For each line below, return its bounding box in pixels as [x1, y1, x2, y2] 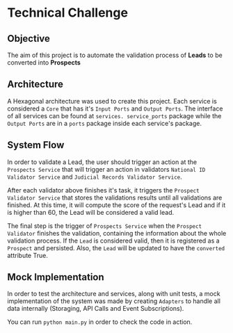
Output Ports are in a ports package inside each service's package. [7, 119, 202, 127]
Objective [7, 33, 51, 44]
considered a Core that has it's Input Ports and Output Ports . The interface [7, 104, 223, 113]
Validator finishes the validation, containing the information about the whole [7, 229, 227, 237]
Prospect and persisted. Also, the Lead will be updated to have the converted [7, 243, 225, 252]
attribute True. [7, 251, 49, 259]
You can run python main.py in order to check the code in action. [7, 318, 193, 326]
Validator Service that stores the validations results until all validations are [7, 193, 223, 202]
